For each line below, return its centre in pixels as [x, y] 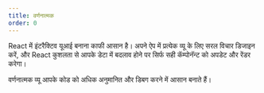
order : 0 [23, 23]
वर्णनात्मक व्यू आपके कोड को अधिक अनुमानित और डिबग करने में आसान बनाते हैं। [110, 79]
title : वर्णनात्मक [31, 15]
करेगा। [17, 64]
